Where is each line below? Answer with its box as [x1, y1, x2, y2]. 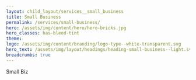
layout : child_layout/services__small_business [6, 8, 124, 15]
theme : [6, 36, 22, 41]
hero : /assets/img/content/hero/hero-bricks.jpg [6, 25, 127, 31]
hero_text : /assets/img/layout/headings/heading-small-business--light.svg [6, 47, 194, 53]
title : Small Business [6, 14, 61, 20]
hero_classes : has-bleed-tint [6, 30, 80, 36]
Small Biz [6, 68, 29, 75]
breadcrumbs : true [6, 52, 51, 58]
